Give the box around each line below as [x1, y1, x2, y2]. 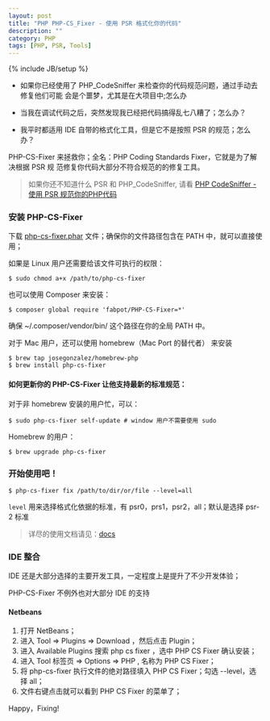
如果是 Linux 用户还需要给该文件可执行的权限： [8, 259, 165, 269]
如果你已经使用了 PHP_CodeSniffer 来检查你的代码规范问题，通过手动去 [19, 81, 258, 90]
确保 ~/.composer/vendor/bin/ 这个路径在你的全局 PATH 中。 [8, 321, 210, 331]
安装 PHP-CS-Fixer [8, 211, 83, 223]
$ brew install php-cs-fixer [8, 361, 106, 369]
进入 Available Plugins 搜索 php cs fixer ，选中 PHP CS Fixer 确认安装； [19, 646, 257, 656]
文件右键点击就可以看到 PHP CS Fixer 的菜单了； [19, 686, 182, 696]
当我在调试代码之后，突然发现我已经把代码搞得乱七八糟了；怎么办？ [19, 108, 247, 118]
